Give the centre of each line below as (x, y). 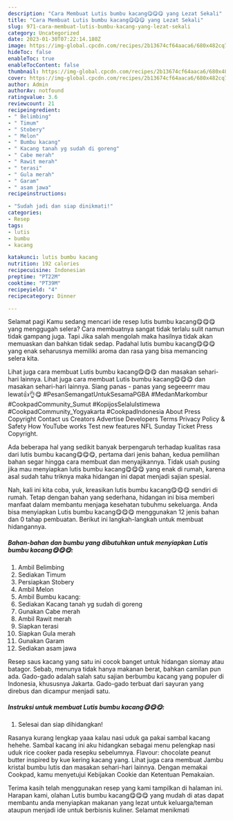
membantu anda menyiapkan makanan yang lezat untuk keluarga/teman (111, 803)
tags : (16, 226)
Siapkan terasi (38, 626)
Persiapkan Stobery (46, 582)
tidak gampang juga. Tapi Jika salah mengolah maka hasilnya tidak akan (110, 336)
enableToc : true (31, 59)
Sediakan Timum (42, 575)
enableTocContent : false (44, 65)
